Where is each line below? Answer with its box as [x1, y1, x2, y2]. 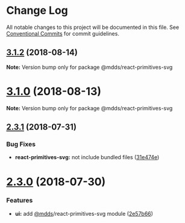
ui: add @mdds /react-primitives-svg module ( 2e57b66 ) [14, 210, 154, 217]
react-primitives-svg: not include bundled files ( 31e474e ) [14, 154, 160, 161]
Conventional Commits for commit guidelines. [6, 30, 119, 37]
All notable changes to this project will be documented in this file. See [6, 24, 180, 31]
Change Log [6, 4, 68, 17]
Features [6, 196, 33, 205]
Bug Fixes [6, 140, 36, 148]
